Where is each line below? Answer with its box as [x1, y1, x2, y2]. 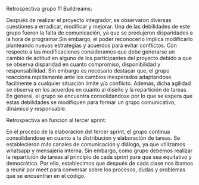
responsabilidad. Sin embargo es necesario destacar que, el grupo [6, 67, 170, 74]
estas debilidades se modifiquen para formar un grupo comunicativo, [6, 99, 176, 106]
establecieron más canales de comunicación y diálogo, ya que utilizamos [6, 141, 186, 148]
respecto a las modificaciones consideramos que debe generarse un [6, 48, 175, 55]
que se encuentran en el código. [6, 173, 86, 179]
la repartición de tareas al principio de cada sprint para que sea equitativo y [6, 153, 192, 160]
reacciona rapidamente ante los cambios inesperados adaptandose [6, 74, 172, 80]
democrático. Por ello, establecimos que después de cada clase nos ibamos [6, 160, 194, 167]
